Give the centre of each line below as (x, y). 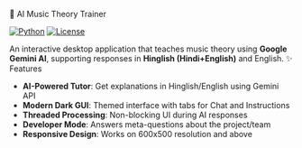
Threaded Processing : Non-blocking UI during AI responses (135, 115)
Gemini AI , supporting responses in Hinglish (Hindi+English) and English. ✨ (151, 58)
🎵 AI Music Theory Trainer (58, 14)
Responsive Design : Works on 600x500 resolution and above (137, 134)
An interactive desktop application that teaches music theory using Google (148, 49)
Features (26, 69)
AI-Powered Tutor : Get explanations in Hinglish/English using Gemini (151, 86)
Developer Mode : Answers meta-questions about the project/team (146, 125)
